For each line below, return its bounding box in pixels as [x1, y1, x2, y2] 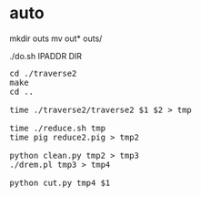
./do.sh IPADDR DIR [9, 50, 83, 61]
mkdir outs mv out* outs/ [9, 33, 103, 44]
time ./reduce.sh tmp [9, 122, 106, 133]
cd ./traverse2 [9, 67, 77, 78]
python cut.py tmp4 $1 [9, 177, 111, 188]
